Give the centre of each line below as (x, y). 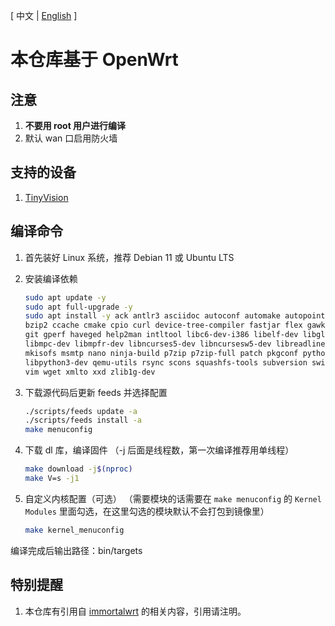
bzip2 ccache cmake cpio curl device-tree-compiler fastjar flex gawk (175, 325)
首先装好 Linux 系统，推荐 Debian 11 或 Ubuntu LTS (129, 257)
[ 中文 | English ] (44, 15)
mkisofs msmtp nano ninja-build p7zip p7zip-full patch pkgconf (161, 353)
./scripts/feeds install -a (83, 420)
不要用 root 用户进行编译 (75, 125)
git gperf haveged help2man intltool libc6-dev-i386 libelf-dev (161, 335)
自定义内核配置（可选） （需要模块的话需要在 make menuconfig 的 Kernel (173, 498)
